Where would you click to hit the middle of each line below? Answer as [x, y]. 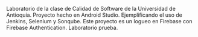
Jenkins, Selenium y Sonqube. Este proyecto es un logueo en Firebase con [99, 21]
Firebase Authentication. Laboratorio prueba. [62, 27]
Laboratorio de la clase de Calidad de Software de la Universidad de [91, 9]
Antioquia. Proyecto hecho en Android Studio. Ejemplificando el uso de [94, 15]
